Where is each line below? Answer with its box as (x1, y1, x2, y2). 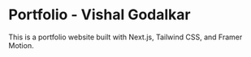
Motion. (8, 40, 34, 50)
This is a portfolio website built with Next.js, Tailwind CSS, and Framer (8, 32, 243, 42)
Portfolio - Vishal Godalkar (8, 6, 191, 24)
